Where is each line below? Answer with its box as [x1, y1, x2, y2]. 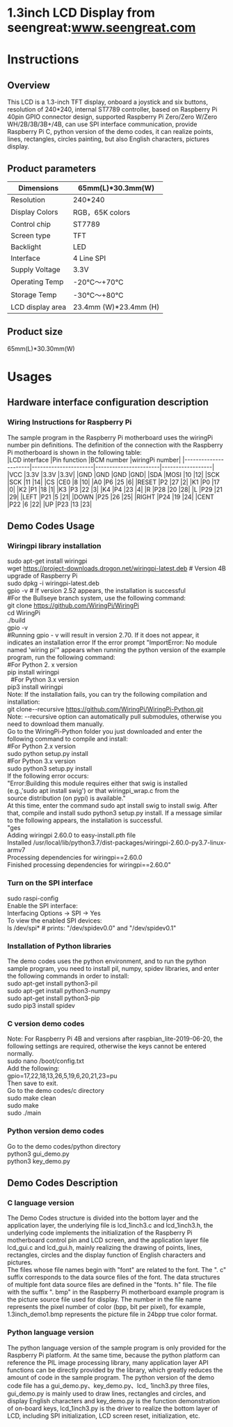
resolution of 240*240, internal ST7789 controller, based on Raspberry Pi [7, 105, 218, 114]
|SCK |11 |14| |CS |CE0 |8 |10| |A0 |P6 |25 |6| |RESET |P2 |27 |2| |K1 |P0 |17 [7, 478, 220, 486]
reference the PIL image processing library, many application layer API [7, 1358, 209, 1366]
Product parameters [7, 163, 96, 174]
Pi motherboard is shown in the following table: [7, 448, 143, 456]
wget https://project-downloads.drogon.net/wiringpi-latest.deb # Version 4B [7, 564, 226, 573]
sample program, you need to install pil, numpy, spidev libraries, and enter [7, 964, 219, 972]
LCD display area [10, 302, 67, 312]
